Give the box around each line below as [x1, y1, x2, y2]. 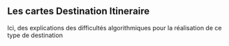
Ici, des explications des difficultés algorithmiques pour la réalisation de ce [7, 23, 222, 32]
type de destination [7, 31, 63, 39]
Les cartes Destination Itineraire [7, 5, 150, 17]
